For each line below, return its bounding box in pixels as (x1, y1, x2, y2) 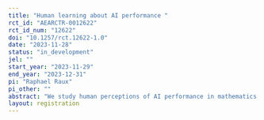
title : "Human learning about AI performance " (8, 11, 169, 20)
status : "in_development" (8, 48, 94, 56)
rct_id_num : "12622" (8, 26, 77, 34)
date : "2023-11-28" (8, 41, 73, 49)
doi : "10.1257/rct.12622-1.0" (8, 33, 109, 42)
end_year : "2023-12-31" (8, 70, 87, 78)
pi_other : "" (8, 84, 52, 93)
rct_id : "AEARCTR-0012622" (8, 19, 98, 27)
